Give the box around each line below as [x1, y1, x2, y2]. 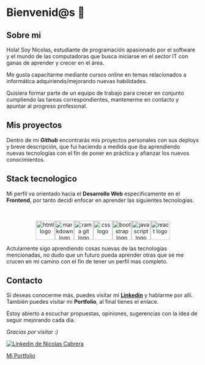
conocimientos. [6, 156, 45, 163]
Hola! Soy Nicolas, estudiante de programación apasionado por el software [6, 46, 196, 53]
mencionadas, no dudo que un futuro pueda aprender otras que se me [6, 251, 184, 258]
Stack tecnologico [6, 174, 78, 184]
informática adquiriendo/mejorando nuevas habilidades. [6, 78, 147, 85]
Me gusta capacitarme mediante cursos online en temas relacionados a [6, 71, 187, 78]
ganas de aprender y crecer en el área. [6, 59, 105, 66]
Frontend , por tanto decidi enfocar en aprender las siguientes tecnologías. [6, 196, 195, 204]
